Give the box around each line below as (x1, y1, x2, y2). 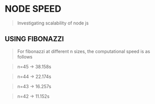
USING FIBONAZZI (5, 35, 64, 43)
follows (17, 54, 33, 60)
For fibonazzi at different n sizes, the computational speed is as (17, 48, 150, 54)
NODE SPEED (5, 3, 61, 15)
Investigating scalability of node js (17, 20, 89, 26)
